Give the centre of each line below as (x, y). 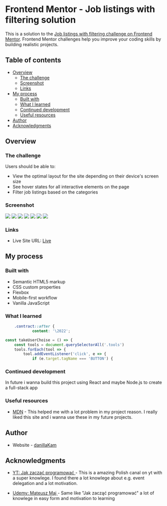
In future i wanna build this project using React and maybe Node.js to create (83, 383)
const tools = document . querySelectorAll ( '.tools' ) (69, 345)
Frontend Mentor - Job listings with (80, 9)
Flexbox (21, 292)
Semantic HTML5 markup (39, 281)
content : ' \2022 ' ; (51, 331)
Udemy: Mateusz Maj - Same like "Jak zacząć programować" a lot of (83, 493)
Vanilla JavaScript (31, 303)
